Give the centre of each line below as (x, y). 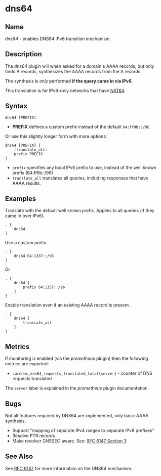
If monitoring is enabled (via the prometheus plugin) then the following (77, 358)
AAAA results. (26, 183)
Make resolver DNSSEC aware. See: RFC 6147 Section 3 (69, 441)
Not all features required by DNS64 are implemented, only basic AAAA (77, 416)
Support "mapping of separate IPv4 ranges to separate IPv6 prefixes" (83, 431)
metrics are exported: (27, 364)
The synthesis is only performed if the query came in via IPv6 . (69, 81)
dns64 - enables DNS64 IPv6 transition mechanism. (58, 39)
